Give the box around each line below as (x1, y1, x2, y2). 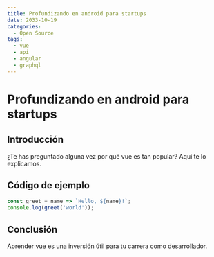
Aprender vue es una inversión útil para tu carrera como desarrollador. (7, 242, 208, 250)
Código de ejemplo (7, 179, 90, 191)
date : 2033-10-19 (7, 17, 57, 24)
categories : (7, 23, 41, 30)
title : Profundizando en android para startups (7, 10, 147, 17)
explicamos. (7, 159, 41, 168)
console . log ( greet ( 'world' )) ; (7, 204, 95, 211)
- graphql (13, 62, 41, 69)
